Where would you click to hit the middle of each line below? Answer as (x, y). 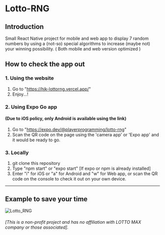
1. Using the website (29, 78)
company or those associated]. (37, 227)
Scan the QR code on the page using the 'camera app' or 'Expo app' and (86, 134)
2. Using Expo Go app (31, 107)
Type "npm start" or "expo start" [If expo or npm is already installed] (82, 169)
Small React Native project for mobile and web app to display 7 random (77, 38)
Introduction (25, 27)
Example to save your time (46, 199)
